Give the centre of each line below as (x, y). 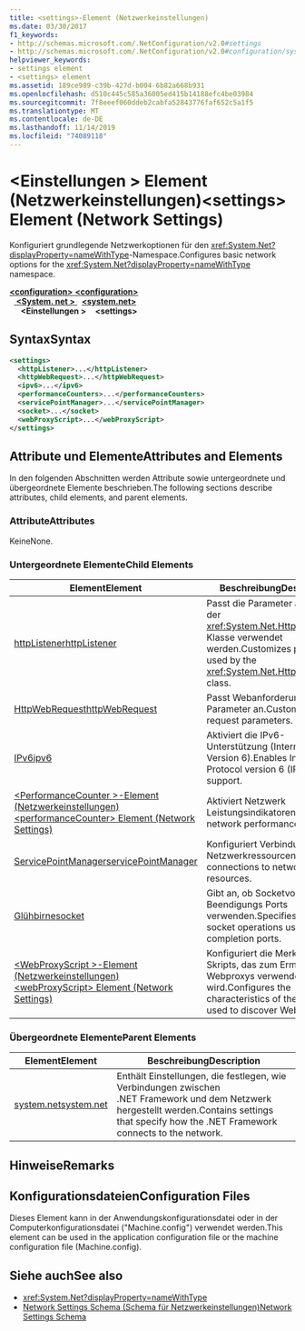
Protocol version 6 (246, 769)
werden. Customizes (249, 648)
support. (225, 780)
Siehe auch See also (66, 1275)
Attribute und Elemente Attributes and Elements (146, 456)
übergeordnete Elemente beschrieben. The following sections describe (141, 488)
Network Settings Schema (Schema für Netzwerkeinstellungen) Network (157, 1307)
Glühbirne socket (49, 916)
